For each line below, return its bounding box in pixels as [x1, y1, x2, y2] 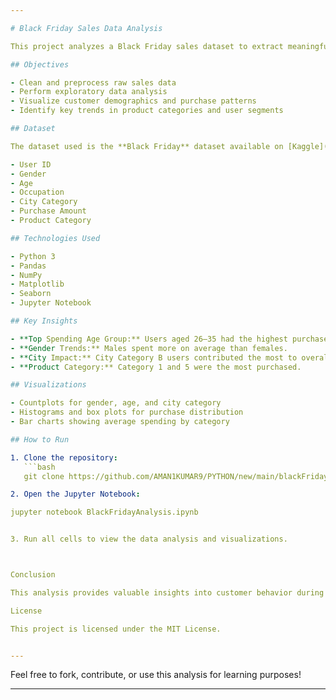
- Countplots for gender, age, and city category [10, 398, 222, 408]
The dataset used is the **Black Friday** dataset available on [10, 141, 284, 151]
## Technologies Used [10, 233, 101, 243]
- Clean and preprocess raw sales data [10, 77, 177, 88]
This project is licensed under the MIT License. [10, 624, 222, 634]
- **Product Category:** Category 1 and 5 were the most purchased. [10, 362, 302, 372]
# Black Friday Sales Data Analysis [10, 23, 163, 33]
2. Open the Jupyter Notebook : [10, 489, 141, 500]
